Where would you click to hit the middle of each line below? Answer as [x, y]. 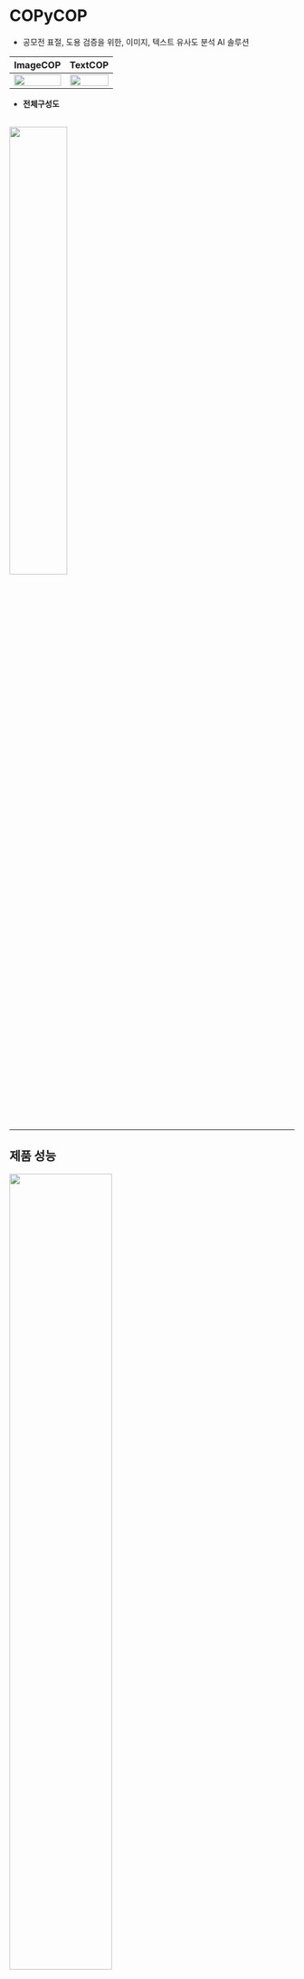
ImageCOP [38, 64]
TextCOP [89, 64]
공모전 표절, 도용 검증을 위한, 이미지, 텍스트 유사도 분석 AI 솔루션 [136, 42]
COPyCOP [48, 16]
